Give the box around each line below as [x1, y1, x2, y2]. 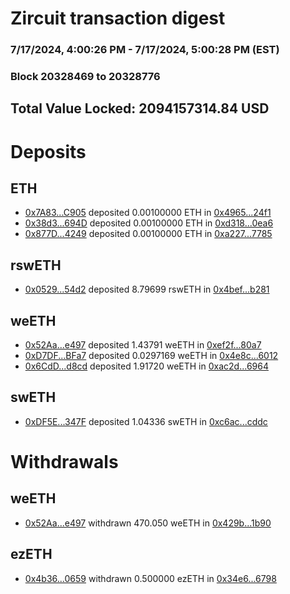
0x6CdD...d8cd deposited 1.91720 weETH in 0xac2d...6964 [24, 360, 269, 372]
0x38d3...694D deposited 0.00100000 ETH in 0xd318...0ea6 [24, 217, 274, 229]
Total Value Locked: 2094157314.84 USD [10, 100, 270, 117]
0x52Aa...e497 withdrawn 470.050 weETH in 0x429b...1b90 [24, 517, 272, 529]
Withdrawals [10, 451, 119, 474]
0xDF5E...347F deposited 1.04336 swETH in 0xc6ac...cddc [24, 415, 268, 427]
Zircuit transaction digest [10, 7, 226, 30]
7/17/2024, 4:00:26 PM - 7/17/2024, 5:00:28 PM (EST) [10, 43, 280, 57]
